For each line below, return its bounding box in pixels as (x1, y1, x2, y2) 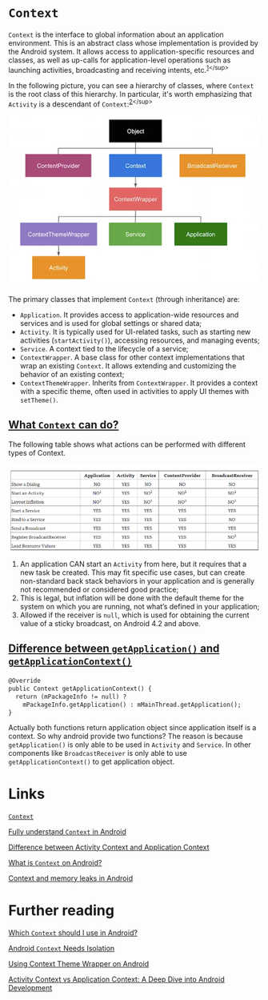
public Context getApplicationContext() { (8, 685, 152, 693)
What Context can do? (8, 418, 119, 432)
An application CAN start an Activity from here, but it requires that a (19, 560, 247, 569)
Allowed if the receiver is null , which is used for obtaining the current (19, 610, 250, 620)
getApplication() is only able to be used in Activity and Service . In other (8, 740, 252, 749)
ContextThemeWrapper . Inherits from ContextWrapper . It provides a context (19, 378, 258, 388)
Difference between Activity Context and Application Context (8, 842, 210, 852)
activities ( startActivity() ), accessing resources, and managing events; (19, 335, 260, 345)
